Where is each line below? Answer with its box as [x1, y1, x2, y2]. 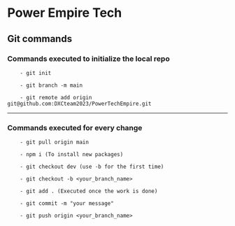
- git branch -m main [20, 82, 83, 89]
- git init [20, 69, 52, 76]
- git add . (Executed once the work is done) [20, 188, 158, 195]
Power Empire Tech [7, 5, 122, 21]
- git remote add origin [20, 94, 92, 101]
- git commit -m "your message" [20, 200, 114, 207]
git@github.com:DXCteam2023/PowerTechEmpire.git [7, 100, 152, 107]
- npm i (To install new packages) [20, 151, 124, 158]
